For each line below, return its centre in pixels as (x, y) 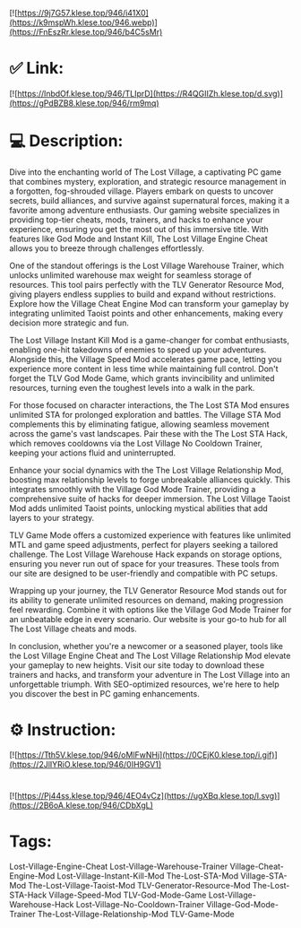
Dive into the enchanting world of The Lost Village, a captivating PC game (146, 172)
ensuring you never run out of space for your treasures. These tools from (144, 563)
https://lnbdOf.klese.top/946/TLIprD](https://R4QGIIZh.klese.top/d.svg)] (150, 93)
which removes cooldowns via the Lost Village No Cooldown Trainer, (136, 443)
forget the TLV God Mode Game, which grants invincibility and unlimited (142, 378)
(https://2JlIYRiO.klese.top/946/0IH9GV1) (86, 764)
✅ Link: (37, 69)
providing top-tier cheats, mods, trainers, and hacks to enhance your (136, 220)
